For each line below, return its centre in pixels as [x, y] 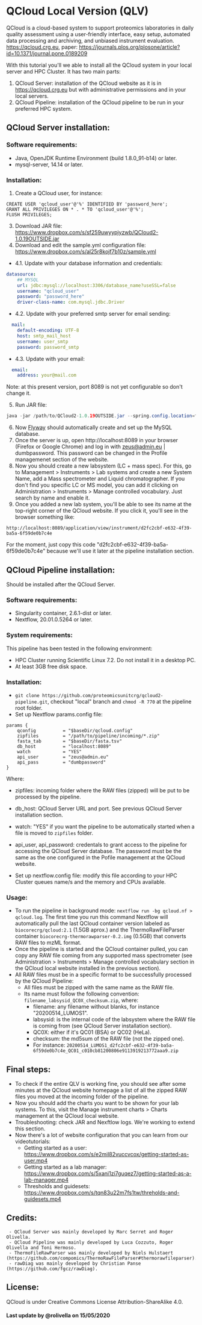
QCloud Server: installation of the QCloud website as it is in [88, 83]
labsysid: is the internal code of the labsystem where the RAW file [114, 1020]
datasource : [21, 274]
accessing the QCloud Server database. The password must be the [98, 851]
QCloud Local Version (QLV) [78, 11]
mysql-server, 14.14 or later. [49, 164]
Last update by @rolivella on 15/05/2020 [58, 1315]
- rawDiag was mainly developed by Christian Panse [75, 1264]
